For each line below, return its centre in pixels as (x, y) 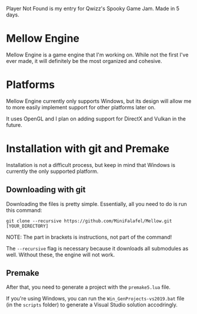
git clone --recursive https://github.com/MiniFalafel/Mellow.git (89, 221)
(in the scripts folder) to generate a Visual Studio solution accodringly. (92, 305)
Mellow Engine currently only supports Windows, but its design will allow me (99, 101)
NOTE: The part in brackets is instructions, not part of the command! (89, 237)
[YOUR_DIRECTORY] (27, 226)
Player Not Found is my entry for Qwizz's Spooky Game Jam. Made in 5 (93, 9)
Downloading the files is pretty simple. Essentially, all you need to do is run (96, 204)
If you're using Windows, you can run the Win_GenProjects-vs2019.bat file (95, 299)
